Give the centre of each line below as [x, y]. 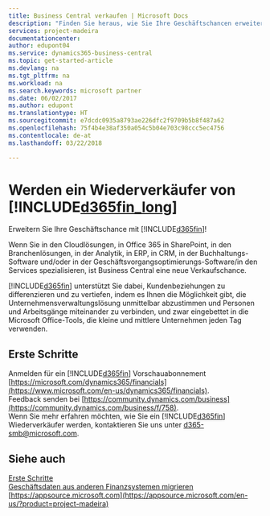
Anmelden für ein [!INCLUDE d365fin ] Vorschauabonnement [107, 374]
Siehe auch [37, 458]
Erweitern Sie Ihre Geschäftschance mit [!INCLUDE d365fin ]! [108, 229]
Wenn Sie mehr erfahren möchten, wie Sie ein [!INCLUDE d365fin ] [117, 416]
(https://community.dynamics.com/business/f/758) [92, 408]
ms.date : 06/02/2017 [43, 98]
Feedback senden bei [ [46, 399]
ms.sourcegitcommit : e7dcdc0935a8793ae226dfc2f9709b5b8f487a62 [117, 121]
